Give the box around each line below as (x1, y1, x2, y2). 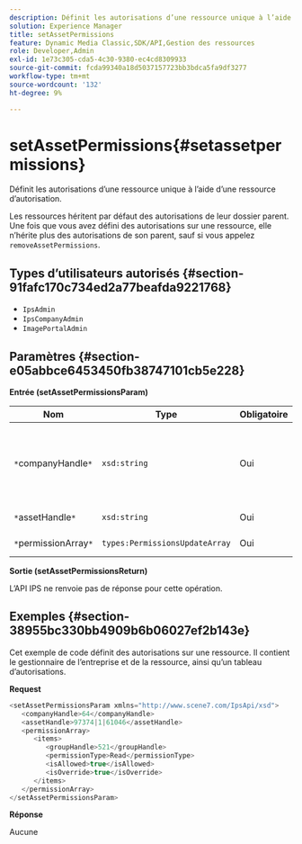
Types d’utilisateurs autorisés (9, 265, 180, 281)
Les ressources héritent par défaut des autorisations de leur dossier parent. (9, 211, 289, 221)
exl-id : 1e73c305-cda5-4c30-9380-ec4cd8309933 (9, 55, 187, 64)
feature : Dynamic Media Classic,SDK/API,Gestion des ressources (9, 38, 255, 48)
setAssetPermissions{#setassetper (9, 135, 282, 156)
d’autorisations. (9, 666, 67, 677)
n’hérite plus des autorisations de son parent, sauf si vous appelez (9, 230, 255, 241)
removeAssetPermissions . (9, 239, 101, 250)
